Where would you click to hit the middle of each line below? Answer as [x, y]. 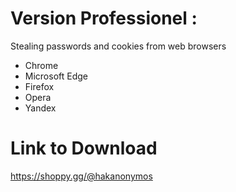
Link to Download [84, 148]
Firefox [39, 86]
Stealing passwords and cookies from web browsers [118, 46]
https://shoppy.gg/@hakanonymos [81, 176]
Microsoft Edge [56, 76]
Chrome [41, 65]
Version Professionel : [104, 18]
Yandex [40, 108]
